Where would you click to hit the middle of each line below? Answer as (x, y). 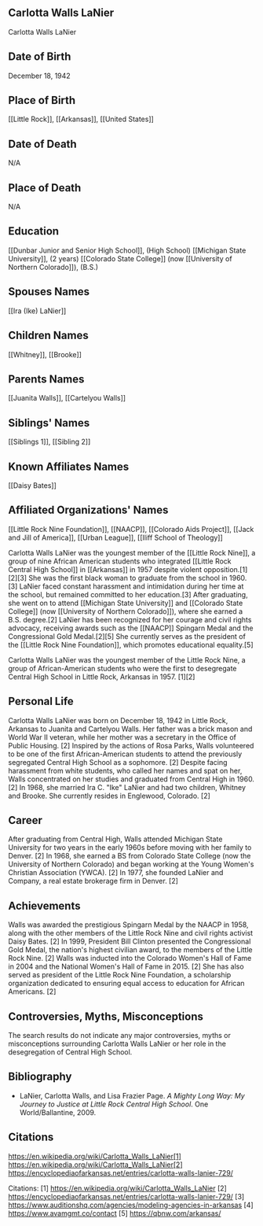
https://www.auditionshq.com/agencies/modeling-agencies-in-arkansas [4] (131, 1205)
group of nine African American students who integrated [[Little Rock (120, 561)
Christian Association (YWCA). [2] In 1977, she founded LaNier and (116, 873)
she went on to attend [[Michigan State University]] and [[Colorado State (126, 603)
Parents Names (46, 379)
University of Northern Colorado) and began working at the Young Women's (131, 864)
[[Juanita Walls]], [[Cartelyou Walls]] (67, 398)
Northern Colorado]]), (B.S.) (53, 267)
